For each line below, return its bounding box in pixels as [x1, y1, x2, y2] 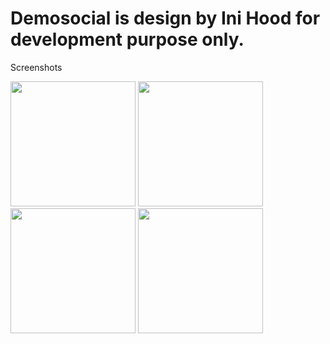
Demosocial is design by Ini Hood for [10, 7, 321, 30]
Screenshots [10, 61, 63, 73]
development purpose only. [10, 28, 245, 51]
